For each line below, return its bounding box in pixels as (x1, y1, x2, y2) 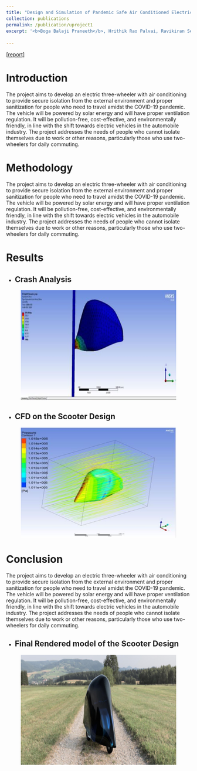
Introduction (6, 72, 68, 85)
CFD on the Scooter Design (14, 412, 116, 422)
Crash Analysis (14, 274, 72, 284)
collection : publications (6, 15, 69, 22)
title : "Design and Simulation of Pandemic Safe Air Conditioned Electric (6, 9, 193, 15)
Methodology (6, 161, 73, 175)
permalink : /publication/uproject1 (6, 22, 93, 28)
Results (6, 251, 44, 264)
